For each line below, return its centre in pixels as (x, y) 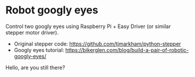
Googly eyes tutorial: (39, 50)
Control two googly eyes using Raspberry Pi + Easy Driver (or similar (88, 26)
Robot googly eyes (52, 10)
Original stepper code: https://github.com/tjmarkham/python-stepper (97, 44)
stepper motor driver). (32, 32)
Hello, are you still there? (35, 67)
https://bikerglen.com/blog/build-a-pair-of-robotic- (127, 50)
